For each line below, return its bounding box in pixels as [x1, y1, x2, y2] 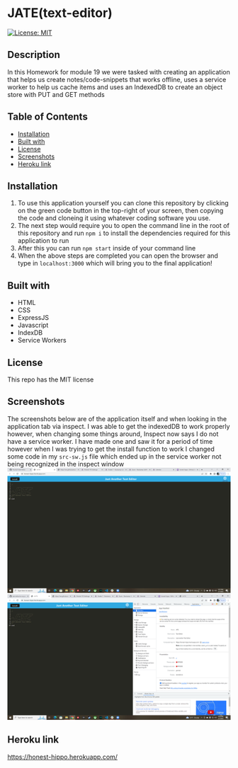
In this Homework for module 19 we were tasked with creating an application [7, 67, 230, 76]
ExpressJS [17, 314, 50, 322]
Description [7, 49, 60, 61]
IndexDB [17, 328, 43, 337]
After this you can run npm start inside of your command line [17, 244, 196, 253]
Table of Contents [7, 111, 89, 123]
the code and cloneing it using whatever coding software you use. [17, 214, 211, 222]
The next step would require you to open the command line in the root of [17, 222, 230, 230]
